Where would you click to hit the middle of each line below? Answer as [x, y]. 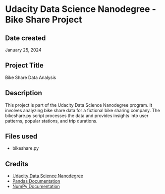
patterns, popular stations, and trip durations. [51, 121]
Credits [17, 164]
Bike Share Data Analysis [30, 77]
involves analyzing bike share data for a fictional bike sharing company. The [82, 110]
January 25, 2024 [23, 50]
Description [24, 93]
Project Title [24, 65]
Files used [21, 137]
